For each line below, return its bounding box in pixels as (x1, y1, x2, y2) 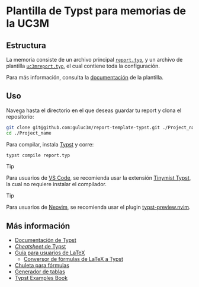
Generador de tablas (14, 268, 65, 275)
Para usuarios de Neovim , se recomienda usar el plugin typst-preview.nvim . (6, 203, 191, 211)
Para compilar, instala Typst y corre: (6, 141, 94, 148)
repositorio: (6, 113, 34, 120)
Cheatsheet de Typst (14, 243, 66, 250)
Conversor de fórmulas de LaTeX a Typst (23, 256, 123, 263)
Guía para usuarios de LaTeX (14, 249, 85, 256)
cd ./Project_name (6, 130, 52, 136)
